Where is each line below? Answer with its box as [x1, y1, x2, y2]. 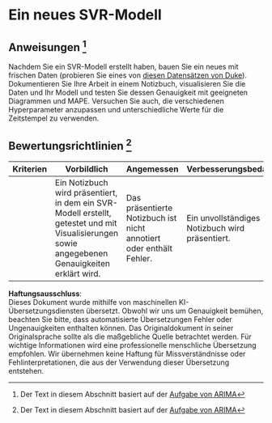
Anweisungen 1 [8, 38, 87, 54]
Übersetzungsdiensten [8, 306, 85, 315]
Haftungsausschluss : [8, 289, 83, 298]
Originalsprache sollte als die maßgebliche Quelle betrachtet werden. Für [8, 332, 253, 341]
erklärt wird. [55, 268, 101, 279]
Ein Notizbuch [55, 176, 108, 188]
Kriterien [12, 163, 48, 175]
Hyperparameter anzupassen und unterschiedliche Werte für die [8, 105, 224, 114]
